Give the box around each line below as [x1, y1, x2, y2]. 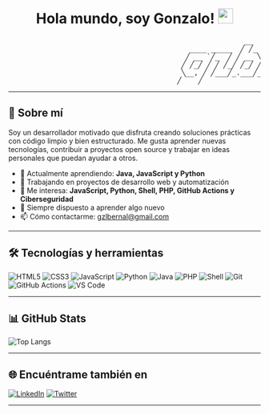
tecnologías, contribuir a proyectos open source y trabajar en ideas [8, 144, 231, 154]
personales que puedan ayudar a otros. [8, 153, 139, 163]
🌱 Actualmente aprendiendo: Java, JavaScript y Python [19, 168, 206, 178]
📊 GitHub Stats [8, 312, 86, 325]
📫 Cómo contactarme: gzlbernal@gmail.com [19, 211, 170, 221]
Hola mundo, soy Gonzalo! [35, 10, 215, 28]
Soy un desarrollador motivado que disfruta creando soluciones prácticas [8, 127, 251, 137]
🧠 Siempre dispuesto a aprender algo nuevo [19, 203, 166, 212]
